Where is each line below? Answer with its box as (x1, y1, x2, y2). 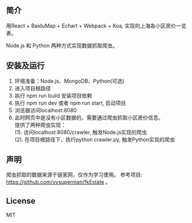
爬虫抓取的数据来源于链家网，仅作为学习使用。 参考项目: (6, 171, 142, 179)
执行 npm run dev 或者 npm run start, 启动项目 (14, 99, 126, 107)
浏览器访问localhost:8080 (14, 107, 77, 114)
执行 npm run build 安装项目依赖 (14, 92, 92, 99)
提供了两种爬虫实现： (14, 121, 66, 128)
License (6, 195, 36, 206)
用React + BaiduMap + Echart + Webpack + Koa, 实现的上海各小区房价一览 (6, 22, 187, 29)
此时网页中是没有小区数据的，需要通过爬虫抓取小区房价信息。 (14, 114, 164, 121)
